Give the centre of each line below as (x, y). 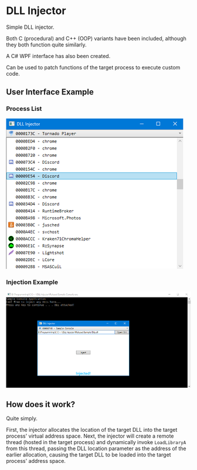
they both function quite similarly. (46, 45)
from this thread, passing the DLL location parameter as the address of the (96, 449)
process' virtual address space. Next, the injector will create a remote (90, 436)
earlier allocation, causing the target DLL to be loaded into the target (89, 455)
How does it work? (41, 404)
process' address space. (36, 461)
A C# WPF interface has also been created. (58, 56)
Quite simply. (22, 418)
